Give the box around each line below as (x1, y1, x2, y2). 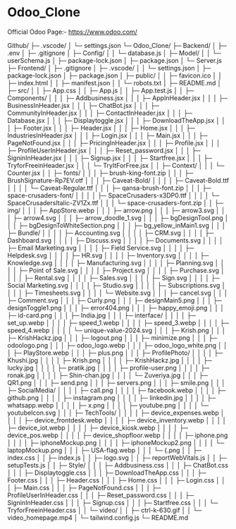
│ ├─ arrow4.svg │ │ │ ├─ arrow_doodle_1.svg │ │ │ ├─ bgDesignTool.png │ (7, 213, 229, 222)
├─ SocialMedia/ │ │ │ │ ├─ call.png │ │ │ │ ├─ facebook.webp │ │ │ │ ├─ (7, 386, 226, 394)
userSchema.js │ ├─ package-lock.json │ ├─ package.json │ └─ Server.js (7, 56, 222, 64)
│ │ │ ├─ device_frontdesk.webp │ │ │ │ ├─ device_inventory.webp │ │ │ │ (7, 415, 227, 424)
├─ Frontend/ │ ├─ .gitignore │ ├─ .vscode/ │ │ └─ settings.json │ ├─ (7, 63, 211, 72)
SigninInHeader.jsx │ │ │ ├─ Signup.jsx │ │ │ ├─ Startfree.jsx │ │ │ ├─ (7, 153, 213, 162)
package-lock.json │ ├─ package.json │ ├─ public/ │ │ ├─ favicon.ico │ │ (7, 71, 223, 80)
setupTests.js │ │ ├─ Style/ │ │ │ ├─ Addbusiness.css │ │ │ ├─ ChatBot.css (7, 461, 229, 469)
